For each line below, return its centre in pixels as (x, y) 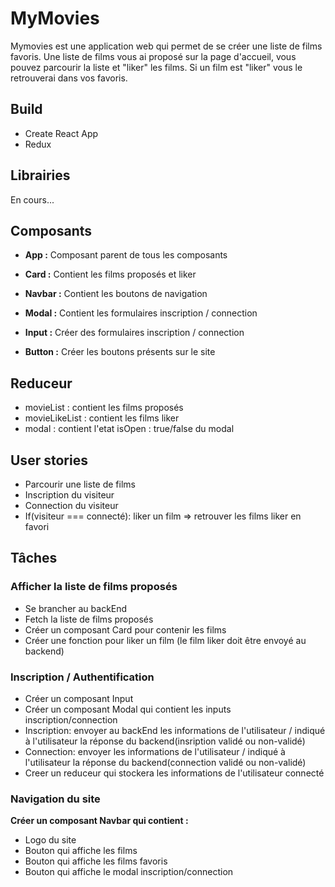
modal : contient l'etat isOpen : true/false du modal (129, 429)
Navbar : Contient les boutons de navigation (116, 294)
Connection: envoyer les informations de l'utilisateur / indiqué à (155, 751)
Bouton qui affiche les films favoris (96, 861)
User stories (49, 460)
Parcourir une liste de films (80, 484)
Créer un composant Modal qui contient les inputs (128, 709)
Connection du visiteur (71, 505)
